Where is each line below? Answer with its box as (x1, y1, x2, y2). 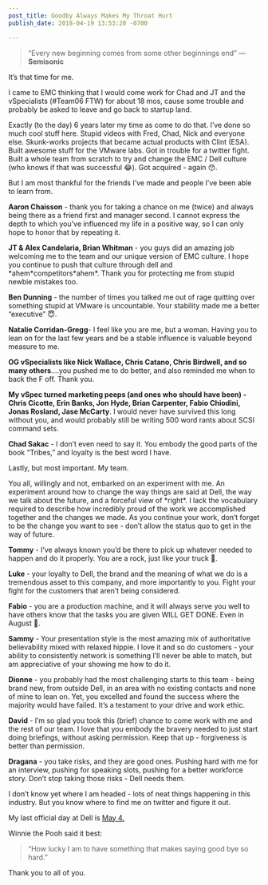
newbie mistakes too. (8, 276, 78, 286)
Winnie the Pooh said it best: (8, 828, 102, 838)
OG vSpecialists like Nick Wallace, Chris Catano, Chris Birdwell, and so (8, 357, 247, 367)
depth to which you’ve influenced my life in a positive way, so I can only (8, 219, 245, 228)
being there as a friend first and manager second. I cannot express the (8, 210, 241, 220)
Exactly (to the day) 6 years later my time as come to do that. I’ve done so (8, 120, 251, 129)
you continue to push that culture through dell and (8, 260, 173, 269)
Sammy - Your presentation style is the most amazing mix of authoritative (8, 633, 251, 643)
